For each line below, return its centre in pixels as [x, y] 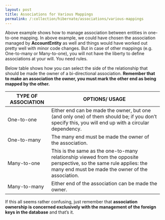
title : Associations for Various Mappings [49, 14]
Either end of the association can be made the [104, 184]
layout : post [18, 10]
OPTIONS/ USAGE [105, 99]
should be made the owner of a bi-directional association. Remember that [80, 74]
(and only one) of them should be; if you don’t [104, 117]
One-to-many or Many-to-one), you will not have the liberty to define [75, 54]
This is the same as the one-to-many [95, 151]
